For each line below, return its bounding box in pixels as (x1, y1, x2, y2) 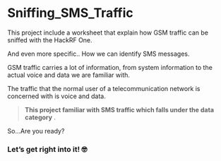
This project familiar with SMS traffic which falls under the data (24, 105, 214, 114)
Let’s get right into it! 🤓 (7, 144, 88, 154)
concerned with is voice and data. (7, 92, 106, 100)
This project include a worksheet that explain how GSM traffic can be (7, 28, 208, 37)
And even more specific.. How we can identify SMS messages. (7, 49, 190, 58)
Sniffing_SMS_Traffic (7, 5, 134, 21)
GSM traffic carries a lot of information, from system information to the (7, 63, 213, 71)
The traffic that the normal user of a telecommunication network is (7, 84, 201, 93)
